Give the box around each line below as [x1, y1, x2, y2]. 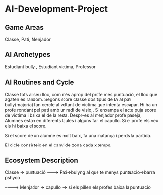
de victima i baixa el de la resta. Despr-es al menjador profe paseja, [5, 112, 142, 118]
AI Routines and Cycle [5, 78, 74, 87]
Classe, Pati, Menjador [5, 36, 51, 42]
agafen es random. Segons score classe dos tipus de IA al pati [5, 97, 132, 102]
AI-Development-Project [5, 3, 108, 15]
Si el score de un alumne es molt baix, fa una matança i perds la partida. [5, 132, 152, 138]
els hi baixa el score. [5, 123, 47, 129]
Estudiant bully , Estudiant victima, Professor [5, 63, 96, 70]
